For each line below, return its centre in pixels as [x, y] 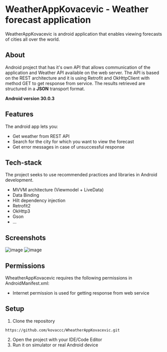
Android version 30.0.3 [30, 98]
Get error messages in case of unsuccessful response [68, 147]
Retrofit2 [22, 206]
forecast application [48, 20]
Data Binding [26, 195]
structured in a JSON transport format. [45, 89]
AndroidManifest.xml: [27, 283]
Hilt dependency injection [39, 200]
